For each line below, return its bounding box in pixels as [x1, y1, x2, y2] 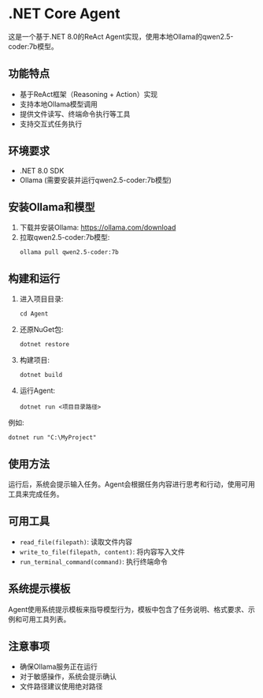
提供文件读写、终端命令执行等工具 [19, 109, 131, 118]
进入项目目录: [19, 294, 64, 304]
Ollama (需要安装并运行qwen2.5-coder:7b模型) [19, 175, 172, 185]
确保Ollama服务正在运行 [19, 662, 98, 671]
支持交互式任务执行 [19, 119, 83, 129]
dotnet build [19, 371, 63, 379]
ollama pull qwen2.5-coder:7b [19, 248, 120, 256]
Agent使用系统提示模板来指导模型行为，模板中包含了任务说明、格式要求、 [8, 604, 249, 614]
